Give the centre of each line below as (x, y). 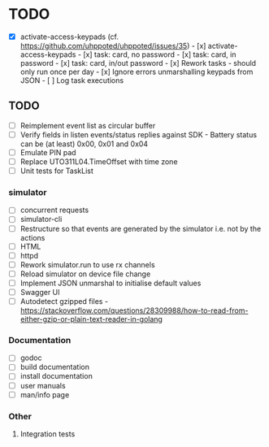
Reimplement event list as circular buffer (88, 125)
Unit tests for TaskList (56, 171)
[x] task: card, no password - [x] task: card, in (160, 54)
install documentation (56, 376)
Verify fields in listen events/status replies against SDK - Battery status (139, 134)
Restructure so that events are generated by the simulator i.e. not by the (141, 228)
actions (33, 237)
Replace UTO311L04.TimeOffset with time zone (99, 162)
